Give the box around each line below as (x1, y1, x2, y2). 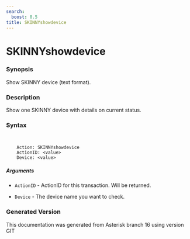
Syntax (6, 121, 27, 129)
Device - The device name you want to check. (14, 193, 125, 200)
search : (6, 8, 25, 15)
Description (6, 93, 40, 101)
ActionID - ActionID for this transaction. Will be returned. (14, 182, 151, 189)
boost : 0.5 (11, 14, 38, 20)
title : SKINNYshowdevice (6, 19, 67, 25)
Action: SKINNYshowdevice (16, 144, 80, 151)
